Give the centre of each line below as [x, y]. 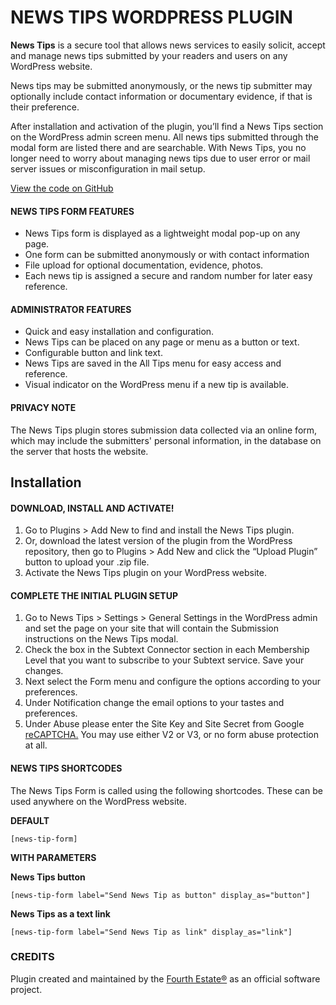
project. [26, 989]
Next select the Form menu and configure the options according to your [173, 682]
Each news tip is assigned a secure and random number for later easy [168, 276]
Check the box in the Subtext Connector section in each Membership [167, 650]
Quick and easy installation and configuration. [119, 332]
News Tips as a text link [60, 913]
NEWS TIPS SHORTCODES [66, 768]
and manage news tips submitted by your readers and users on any [149, 55]
